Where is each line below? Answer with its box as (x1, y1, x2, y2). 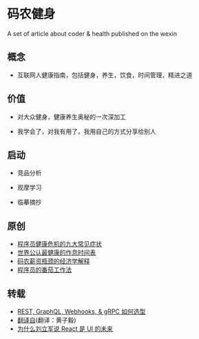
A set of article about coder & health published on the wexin (7, 29, 178, 38)
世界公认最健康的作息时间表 (17, 249, 96, 257)
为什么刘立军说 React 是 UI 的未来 (17, 325, 114, 333)
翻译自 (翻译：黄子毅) (17, 316, 77, 324)
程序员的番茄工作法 (17, 266, 72, 274)
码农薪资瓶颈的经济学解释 (17, 257, 90, 265)
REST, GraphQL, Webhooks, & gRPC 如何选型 (17, 307, 146, 316)
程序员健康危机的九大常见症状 (17, 240, 102, 248)
